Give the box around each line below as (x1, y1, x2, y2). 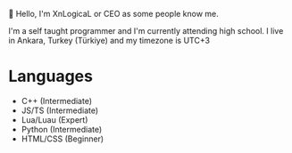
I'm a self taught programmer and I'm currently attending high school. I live (8, 26, 284, 36)
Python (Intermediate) (21, 124, 103, 134)
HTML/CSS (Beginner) (21, 133, 104, 144)
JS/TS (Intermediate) (21, 105, 99, 116)
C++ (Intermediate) (21, 95, 93, 106)
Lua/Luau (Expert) (21, 114, 88, 125)
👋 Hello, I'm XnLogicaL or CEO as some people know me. (8, 9, 220, 19)
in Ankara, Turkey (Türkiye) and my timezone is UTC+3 (8, 36, 211, 45)
